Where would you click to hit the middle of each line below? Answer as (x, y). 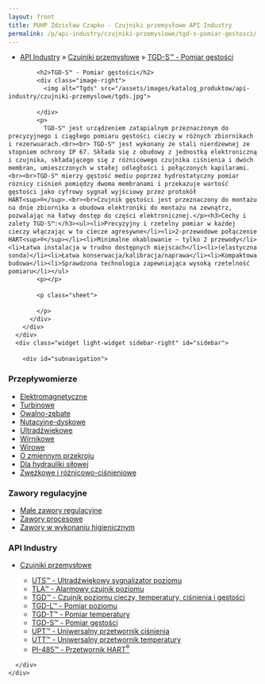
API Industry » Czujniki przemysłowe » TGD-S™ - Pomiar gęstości (127, 57)
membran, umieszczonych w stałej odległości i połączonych (108, 168)
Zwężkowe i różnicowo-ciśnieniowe (78, 472)
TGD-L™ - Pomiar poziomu (74, 606)
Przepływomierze (43, 379)
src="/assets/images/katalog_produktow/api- (175, 89)
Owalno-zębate (45, 413)
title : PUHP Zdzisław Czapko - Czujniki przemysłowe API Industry (120, 25)
